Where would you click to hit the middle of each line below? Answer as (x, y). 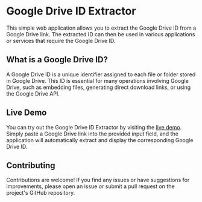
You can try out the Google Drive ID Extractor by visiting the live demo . (94, 127)
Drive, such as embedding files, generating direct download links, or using (99, 87)
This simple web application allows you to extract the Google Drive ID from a (101, 28)
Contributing (31, 165)
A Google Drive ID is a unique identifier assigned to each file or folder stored (101, 74)
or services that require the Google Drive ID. (61, 41)
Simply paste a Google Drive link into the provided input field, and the (93, 134)
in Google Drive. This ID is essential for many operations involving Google (97, 80)
